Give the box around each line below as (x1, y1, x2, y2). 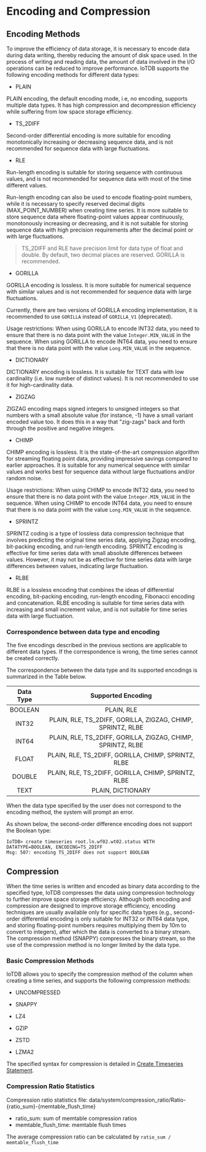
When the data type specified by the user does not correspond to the (6, 802, 182, 809)
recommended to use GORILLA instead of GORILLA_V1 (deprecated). (6, 313, 173, 320)
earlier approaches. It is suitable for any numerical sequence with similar (6, 462, 190, 469)
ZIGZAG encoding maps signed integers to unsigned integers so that (6, 405, 180, 412)
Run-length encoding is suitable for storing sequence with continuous (6, 169, 183, 176)
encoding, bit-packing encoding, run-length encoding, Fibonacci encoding (6, 593, 195, 600)
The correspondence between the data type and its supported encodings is (6, 666, 198, 674)
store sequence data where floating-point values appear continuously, (6, 213, 184, 220)
